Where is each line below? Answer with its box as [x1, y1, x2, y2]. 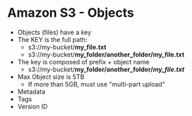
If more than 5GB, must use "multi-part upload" [27, 80, 165, 88]
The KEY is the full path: [17, 35, 88, 43]
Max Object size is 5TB [17, 72, 84, 81]
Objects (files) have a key [17, 28, 91, 36]
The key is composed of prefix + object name [17, 57, 150, 66]
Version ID [17, 102, 48, 110]
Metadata [17, 87, 46, 96]
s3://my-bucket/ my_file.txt [27, 43, 107, 51]
